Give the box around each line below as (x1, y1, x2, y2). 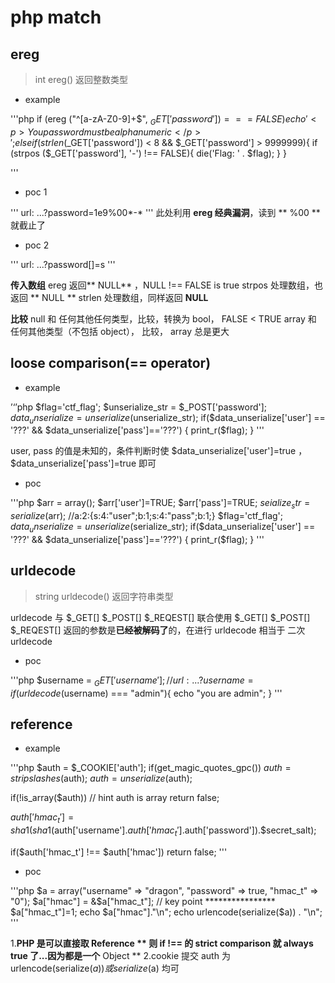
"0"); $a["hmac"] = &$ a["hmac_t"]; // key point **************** (10, 896, 276, 908)
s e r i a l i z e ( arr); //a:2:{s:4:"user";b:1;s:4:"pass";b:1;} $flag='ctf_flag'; (10, 510, 284, 522)
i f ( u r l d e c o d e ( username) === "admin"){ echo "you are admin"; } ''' (10, 687, 283, 699)
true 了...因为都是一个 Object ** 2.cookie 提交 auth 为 (10, 950, 231, 962)
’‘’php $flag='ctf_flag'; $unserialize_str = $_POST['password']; (10, 401, 268, 413)
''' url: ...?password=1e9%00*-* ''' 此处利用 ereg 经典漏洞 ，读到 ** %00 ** (10, 206, 321, 218)
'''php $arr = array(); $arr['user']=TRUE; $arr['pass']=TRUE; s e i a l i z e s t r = (10, 497, 311, 511)
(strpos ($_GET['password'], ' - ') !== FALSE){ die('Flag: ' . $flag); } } (10, 147, 287, 159)
